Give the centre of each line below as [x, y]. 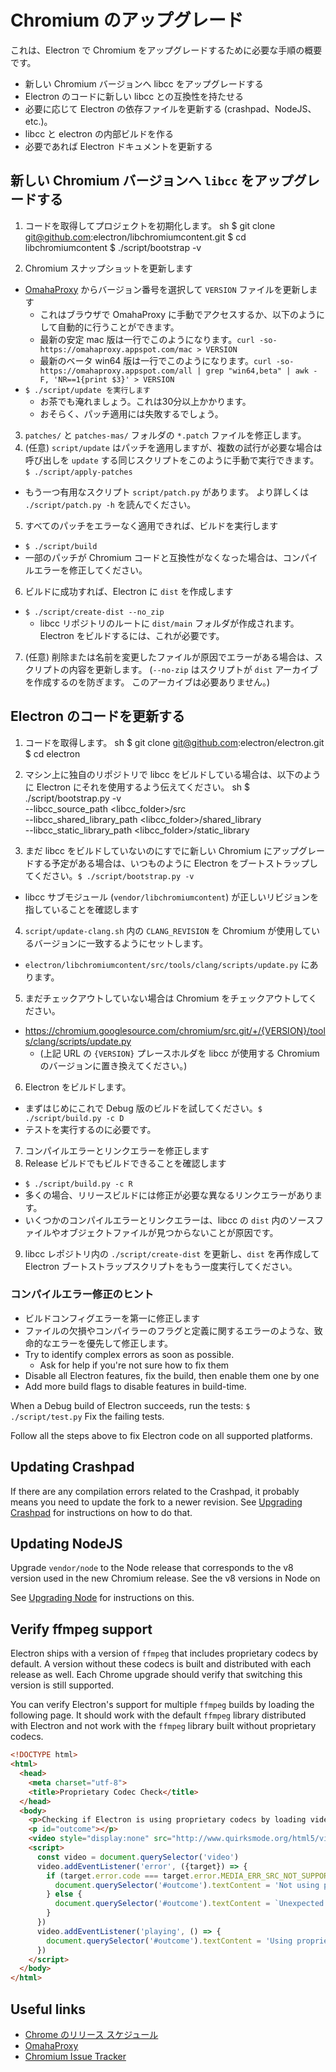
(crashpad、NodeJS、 [270, 108]
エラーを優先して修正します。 [112, 1343]
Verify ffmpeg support [81, 1629]
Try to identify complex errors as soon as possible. [129, 1354]
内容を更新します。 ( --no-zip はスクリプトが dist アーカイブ [193, 669]
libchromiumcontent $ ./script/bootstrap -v [113, 247]
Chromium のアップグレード [127, 20]
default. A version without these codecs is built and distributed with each [161, 1664]
